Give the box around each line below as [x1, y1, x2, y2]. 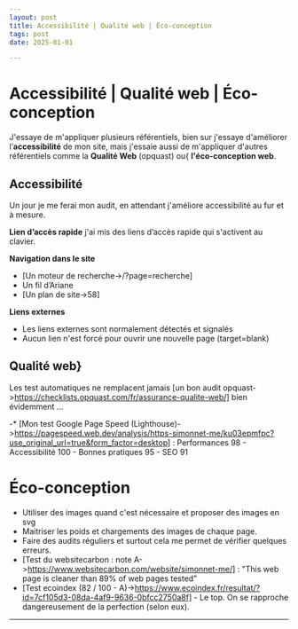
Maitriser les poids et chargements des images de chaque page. [21, 525, 257, 537]
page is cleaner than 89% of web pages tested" [21, 573, 198, 584]
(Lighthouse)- [130, 418, 182, 429]
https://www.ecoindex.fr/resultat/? [134, 582, 261, 593]
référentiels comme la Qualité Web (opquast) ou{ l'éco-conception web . [9, 151, 277, 161]
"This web [241, 563, 279, 574]
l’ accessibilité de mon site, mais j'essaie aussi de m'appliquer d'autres [9, 141, 268, 152]
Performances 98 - [176, 436, 247, 448]
